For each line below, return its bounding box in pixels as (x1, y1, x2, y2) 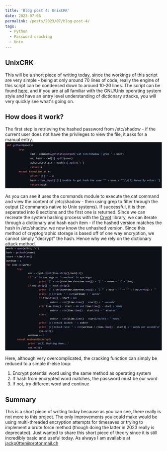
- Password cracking (9, 34, 52, 39)
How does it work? (5, 113, 64, 121)
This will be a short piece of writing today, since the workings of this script (5, 72, 158, 78)
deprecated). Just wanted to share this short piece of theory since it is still (5, 430, 158, 436)
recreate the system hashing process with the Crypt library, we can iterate (5, 215, 157, 221)
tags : (5, 24, 16, 29)
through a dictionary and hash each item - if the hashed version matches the (5, 220, 162, 226)
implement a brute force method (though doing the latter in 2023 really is (5, 425, 155, 431)
